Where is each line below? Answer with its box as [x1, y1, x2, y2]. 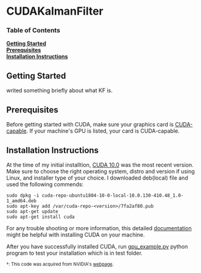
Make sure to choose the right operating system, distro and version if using [6, 167, 195, 175]
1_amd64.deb [6, 197, 37, 204]
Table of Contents [6, 26, 61, 35]
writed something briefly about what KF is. [6, 87, 113, 94]
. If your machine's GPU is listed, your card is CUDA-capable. [26, 127, 180, 135]
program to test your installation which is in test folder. [6, 249, 143, 257]
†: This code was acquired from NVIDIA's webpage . [6, 261, 114, 267]
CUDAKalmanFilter [6, 4, 104, 18]
